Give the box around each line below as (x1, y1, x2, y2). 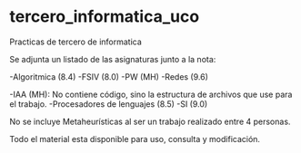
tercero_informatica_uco (9, 6, 200, 27)
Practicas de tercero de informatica (9, 36, 143, 47)
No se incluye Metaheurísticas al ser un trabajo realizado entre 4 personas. (9, 116, 291, 127)
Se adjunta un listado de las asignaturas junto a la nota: (9, 53, 216, 64)
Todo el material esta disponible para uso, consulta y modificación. (9, 133, 261, 144)
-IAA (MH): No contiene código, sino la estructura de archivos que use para (9, 89, 293, 100)
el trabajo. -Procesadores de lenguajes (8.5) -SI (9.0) (9, 98, 208, 110)
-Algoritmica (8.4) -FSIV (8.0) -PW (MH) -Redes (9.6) (9, 71, 209, 82)
